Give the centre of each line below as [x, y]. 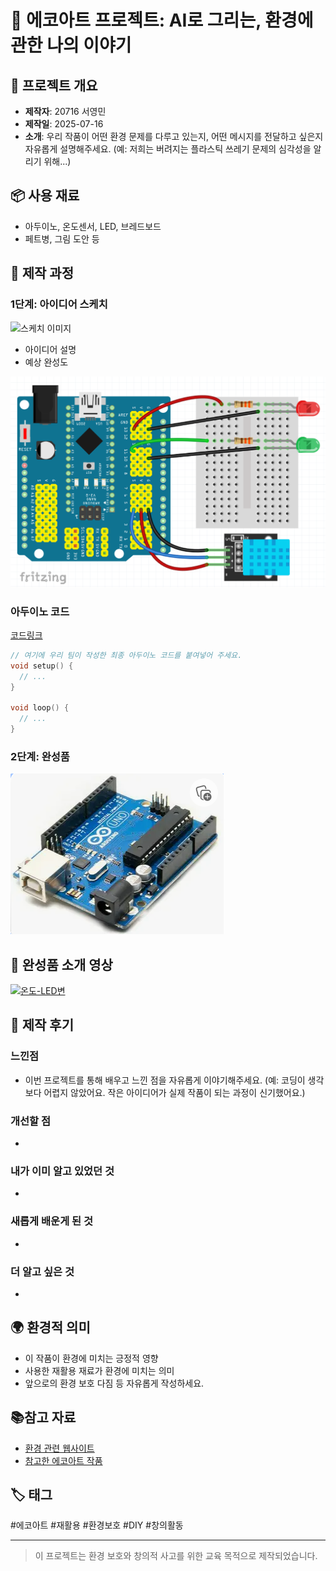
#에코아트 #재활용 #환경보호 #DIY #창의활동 [97, 1525]
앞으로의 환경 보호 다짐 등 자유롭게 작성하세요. [114, 1383]
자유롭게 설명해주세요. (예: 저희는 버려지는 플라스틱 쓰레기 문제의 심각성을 [168, 149]
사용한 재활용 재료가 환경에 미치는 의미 [99, 1370]
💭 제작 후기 [42, 1025]
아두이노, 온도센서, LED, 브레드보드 [93, 226]
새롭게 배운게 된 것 [52, 1221]
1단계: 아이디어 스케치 [59, 304]
